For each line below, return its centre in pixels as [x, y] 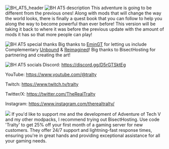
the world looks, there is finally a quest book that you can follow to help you [84, 18]
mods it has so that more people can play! [49, 34]
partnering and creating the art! [38, 55]
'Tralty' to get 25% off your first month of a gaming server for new [74, 125]
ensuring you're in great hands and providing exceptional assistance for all [83, 135]
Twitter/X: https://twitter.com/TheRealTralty [50, 94]
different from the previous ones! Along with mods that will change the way [83, 13]
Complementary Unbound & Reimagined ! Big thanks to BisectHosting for [80, 50]
